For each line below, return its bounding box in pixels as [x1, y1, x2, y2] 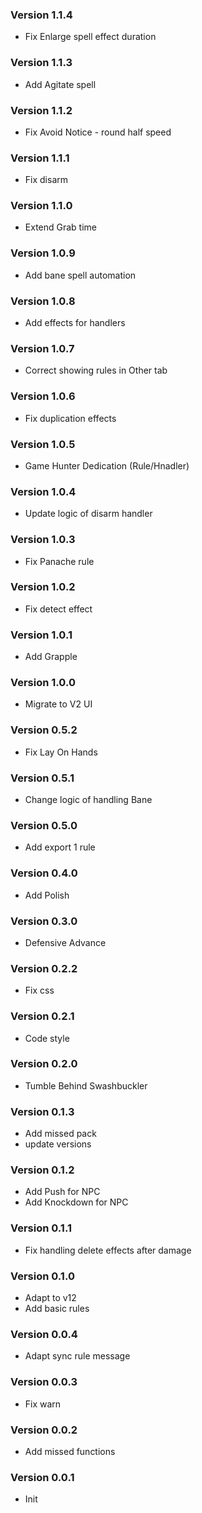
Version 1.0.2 [10, 580, 76, 594]
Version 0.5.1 [10, 771, 75, 785]
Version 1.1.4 [10, 8, 73, 22]
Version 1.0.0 [10, 676, 76, 690]
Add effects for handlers [24, 317, 126, 329]
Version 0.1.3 [10, 1104, 75, 1118]
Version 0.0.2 [10, 1423, 78, 1437]
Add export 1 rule [24, 841, 96, 853]
